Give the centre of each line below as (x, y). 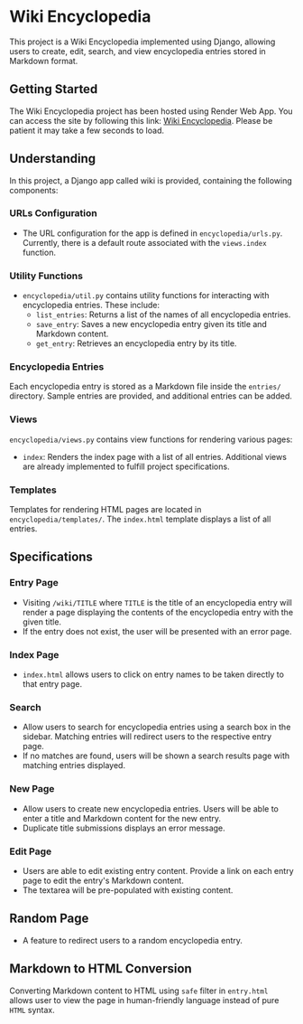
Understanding (53, 159)
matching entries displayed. (74, 766)
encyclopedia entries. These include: (91, 305)
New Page (32, 789)
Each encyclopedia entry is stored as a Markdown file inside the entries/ (145, 387)
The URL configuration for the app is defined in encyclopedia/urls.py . (152, 233)
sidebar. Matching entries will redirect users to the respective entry (147, 737)
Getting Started (54, 89)
